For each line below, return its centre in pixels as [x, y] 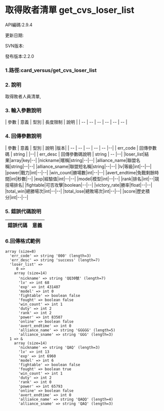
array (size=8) [21, 252]
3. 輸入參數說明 [23, 111]
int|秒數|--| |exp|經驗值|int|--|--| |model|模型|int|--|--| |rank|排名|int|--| [83, 179]
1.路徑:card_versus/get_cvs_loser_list [51, 70]
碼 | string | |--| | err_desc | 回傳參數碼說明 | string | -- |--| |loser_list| [75, 154]
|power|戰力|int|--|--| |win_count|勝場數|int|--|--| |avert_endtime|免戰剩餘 [80, 172]
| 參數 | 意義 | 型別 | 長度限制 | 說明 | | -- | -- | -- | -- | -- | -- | [66, 122]
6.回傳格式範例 [23, 241]
